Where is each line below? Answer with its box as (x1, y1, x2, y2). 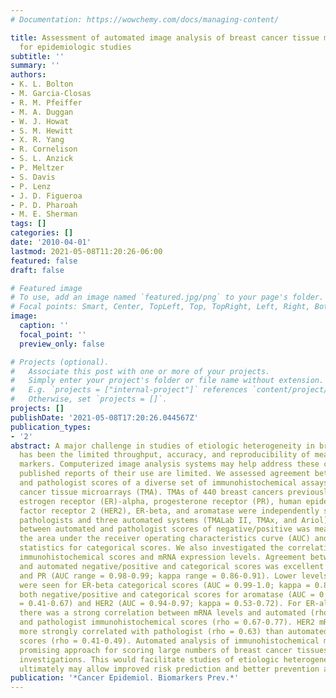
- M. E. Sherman (10, 209, 78, 220)
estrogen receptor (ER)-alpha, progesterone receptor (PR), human (19, 496, 302, 506)
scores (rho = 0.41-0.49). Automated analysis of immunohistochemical (19, 636, 320, 646)
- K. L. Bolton (10, 79, 74, 90)
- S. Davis (10, 172, 56, 182)
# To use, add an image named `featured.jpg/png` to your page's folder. (10, 292, 325, 303)
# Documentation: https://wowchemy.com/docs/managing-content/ (10, 14, 280, 25)
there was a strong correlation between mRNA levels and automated (19, 608, 307, 618)
